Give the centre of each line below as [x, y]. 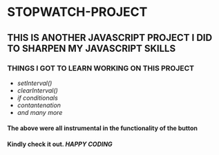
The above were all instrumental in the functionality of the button [103, 128]
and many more [40, 112]
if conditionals [38, 98]
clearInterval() [38, 90]
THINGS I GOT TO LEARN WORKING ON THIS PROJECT [101, 68]
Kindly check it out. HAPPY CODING [60, 144]
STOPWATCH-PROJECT [77, 12]
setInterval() [35, 83]
